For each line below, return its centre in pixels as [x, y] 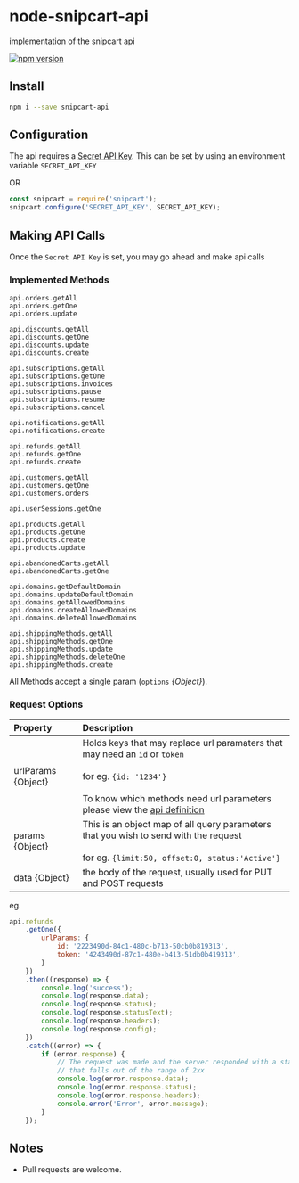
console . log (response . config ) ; [99, 1029]
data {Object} [41, 877]
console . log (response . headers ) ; [101, 1021]
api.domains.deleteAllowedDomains [73, 618]
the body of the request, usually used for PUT [178, 872]
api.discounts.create [49, 353]
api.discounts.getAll [49, 330]
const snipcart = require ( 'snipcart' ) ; [83, 199]
